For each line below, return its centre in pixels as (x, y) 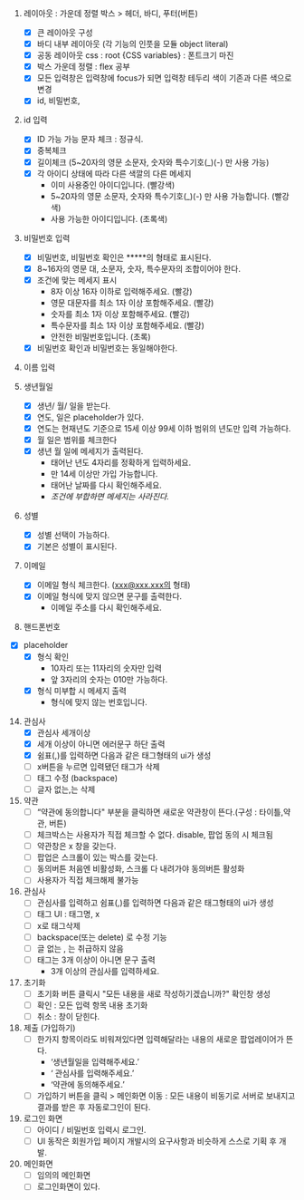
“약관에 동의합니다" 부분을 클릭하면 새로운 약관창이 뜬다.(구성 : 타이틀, (160, 812)
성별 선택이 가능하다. (73, 535)
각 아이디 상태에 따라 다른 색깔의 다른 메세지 (114, 173)
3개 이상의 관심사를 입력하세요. (105, 971)
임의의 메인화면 (64, 1176)
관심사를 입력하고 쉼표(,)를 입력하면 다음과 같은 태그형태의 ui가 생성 (155, 903)
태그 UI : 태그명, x (68, 915)
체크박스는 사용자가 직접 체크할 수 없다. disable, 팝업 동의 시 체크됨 (155, 835)
